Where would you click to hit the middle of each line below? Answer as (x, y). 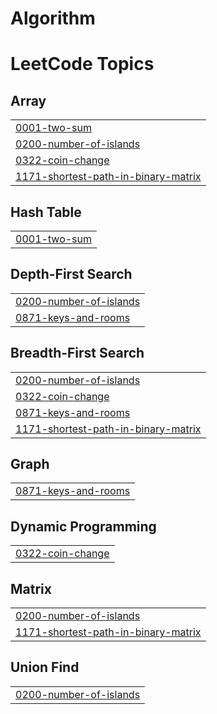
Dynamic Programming (83, 526)
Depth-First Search (71, 274)
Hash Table (46, 212)
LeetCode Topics (82, 64)
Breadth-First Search (77, 353)
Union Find (45, 667)
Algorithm (53, 18)
